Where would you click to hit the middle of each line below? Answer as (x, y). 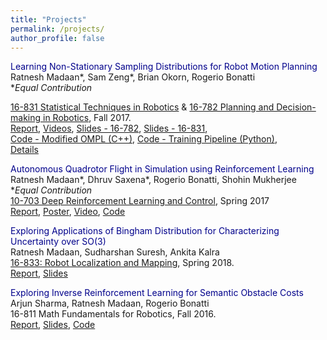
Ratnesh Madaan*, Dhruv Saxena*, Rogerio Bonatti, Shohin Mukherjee (153, 180)
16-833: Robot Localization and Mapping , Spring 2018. (122, 263)
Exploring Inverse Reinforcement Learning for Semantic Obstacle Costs (157, 293)
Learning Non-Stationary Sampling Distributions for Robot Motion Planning (164, 67)
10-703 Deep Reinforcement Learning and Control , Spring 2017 (140, 201)
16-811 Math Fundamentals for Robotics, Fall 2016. (113, 314)
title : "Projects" (48, 19)
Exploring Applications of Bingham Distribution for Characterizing (145, 231)
